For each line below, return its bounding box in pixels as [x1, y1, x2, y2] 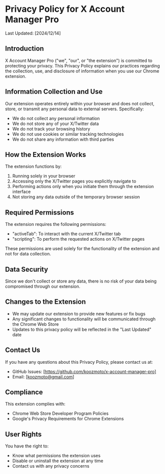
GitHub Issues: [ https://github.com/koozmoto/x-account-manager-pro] [12, 368, 157, 375]
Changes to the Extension [5, 298, 86, 306]
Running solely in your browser [12, 173, 75, 179]
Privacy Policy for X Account [5, 3, 125, 15]
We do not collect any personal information [12, 115, 100, 121]
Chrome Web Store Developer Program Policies [12, 411, 109, 416]
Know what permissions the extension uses [12, 453, 101, 459]
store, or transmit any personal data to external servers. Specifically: [5, 106, 144, 112]
